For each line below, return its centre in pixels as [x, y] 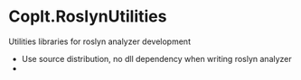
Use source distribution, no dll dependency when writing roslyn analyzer [157, 58]
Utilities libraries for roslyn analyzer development [100, 41]
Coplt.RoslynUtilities [88, 17]
